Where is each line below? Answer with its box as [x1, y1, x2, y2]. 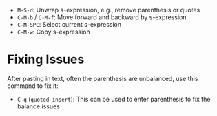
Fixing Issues [7, 51, 85, 67]
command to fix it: [7, 82, 59, 90]
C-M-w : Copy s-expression [17, 27, 91, 36]
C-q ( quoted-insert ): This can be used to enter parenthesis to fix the [17, 95, 211, 103]
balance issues [17, 102, 60, 111]
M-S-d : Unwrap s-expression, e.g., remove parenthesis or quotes [17, 6, 200, 14]
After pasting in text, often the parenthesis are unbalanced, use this [7, 74, 198, 82]
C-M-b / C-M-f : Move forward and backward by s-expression [17, 13, 187, 21]
